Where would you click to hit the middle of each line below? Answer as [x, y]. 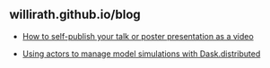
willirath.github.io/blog [75, 15]
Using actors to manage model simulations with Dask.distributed [141, 54]
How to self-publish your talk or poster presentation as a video [138, 36]
